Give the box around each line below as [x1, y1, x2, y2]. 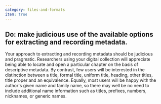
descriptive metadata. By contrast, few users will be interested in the [5, 67, 145, 73]
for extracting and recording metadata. [5, 38, 127, 46]
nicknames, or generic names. [5, 93, 67, 99]
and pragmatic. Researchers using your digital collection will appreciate [5, 56, 151, 62]
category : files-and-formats [5, 7, 65, 12]
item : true [5, 12, 28, 17]
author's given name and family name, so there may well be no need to [5, 83, 150, 89]
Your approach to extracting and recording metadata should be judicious [5, 51, 153, 57]
